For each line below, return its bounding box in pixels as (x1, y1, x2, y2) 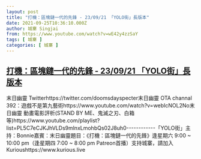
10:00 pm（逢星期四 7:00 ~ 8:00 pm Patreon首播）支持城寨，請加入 (6, 139, 174, 146)
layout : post (6, 8, 39, 15)
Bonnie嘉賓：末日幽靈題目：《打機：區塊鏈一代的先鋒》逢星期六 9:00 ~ (16, 131, 191, 139)
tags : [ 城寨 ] (6, 37, 43, 43)
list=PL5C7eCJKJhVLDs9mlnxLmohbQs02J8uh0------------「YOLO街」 (6, 124, 186, 131)
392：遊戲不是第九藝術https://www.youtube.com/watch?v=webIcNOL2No (6, 101, 190, 109)
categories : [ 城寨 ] (6, 43, 59, 49)
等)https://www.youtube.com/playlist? (6, 116, 100, 124)
